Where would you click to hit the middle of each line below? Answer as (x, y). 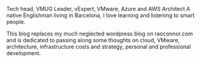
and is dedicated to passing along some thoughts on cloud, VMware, (93, 40)
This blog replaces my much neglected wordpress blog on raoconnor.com (100, 34)
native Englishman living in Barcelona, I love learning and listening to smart (100, 15)
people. (16, 22)
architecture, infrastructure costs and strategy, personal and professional (99, 46)
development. (24, 53)
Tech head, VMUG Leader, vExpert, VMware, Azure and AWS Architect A (98, 9)
